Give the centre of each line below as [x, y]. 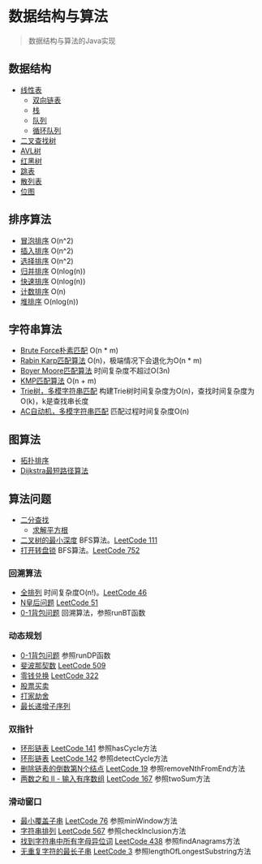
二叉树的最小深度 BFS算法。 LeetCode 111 [89, 540]
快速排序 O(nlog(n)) [53, 281]
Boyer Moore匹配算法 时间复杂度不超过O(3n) [95, 371]
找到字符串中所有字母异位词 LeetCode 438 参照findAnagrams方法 [130, 841]
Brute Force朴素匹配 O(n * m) [69, 351]
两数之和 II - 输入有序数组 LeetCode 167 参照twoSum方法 [115, 778]
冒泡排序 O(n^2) [47, 240]
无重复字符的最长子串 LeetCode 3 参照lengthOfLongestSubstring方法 [135, 851]
